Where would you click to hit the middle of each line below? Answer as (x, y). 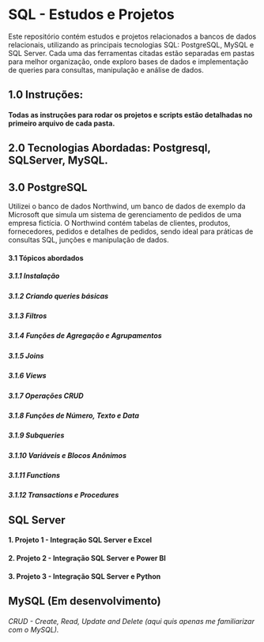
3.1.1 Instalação (34, 276)
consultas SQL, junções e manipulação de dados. (89, 240)
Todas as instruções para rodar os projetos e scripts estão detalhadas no (130, 115)
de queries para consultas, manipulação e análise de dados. (106, 69)
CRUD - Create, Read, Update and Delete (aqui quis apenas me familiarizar (132, 621)
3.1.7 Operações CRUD (46, 396)
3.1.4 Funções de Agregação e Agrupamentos (85, 336)
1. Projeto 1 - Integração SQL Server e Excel (80, 540)
